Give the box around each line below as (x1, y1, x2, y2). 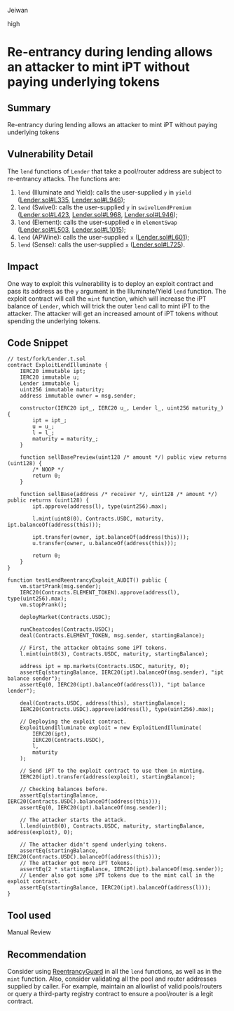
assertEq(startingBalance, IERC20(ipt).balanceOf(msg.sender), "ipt (20, 669, 224, 677)
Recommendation (7, 948, 86, 960)
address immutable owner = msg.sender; (20, 393, 137, 400)
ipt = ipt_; (32, 417, 68, 424)
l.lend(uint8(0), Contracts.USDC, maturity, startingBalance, (20, 823, 205, 830)
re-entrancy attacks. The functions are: (7, 174, 121, 183)
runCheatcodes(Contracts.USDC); (20, 626, 114, 633)
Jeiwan (7, 6, 29, 14)
